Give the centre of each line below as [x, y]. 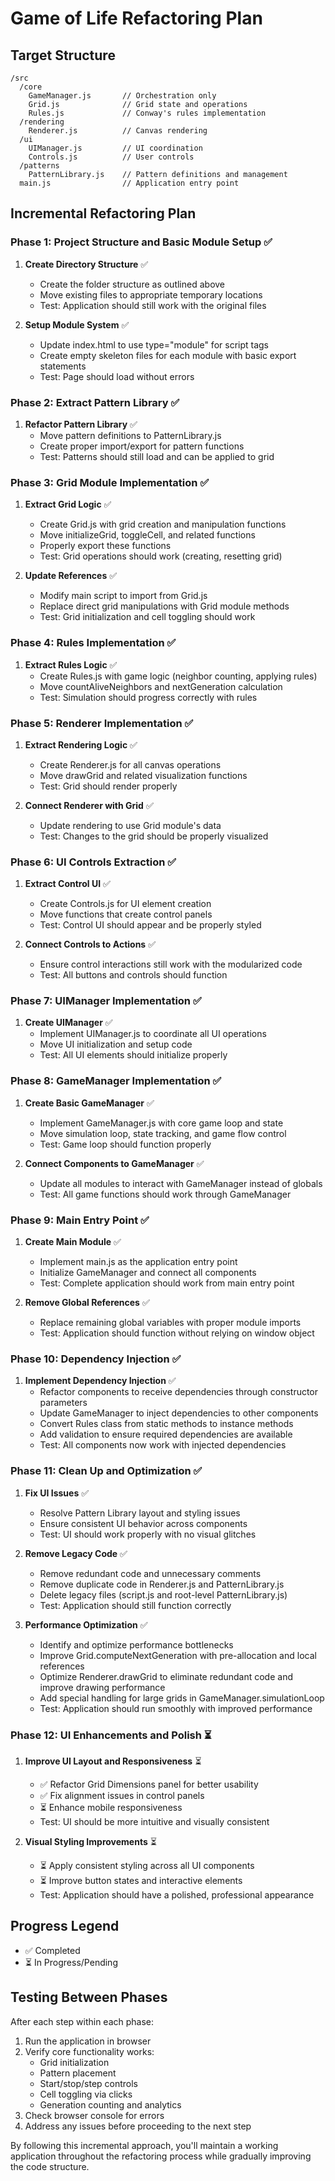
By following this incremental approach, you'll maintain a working [144, 2145]
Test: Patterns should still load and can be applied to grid [157, 456]
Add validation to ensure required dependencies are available [166, 1434]
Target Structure [63, 55]
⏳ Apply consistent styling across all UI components [147, 1865]
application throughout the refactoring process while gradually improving [161, 2156]
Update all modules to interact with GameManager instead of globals [181, 1183]
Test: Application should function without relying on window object [177, 1333]
